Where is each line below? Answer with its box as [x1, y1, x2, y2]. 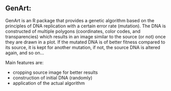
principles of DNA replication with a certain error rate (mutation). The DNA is [5, 23, 166, 29]
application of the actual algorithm [12, 80, 85, 86]
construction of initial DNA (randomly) [12, 74, 93, 80]
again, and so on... [5, 50, 44, 56]
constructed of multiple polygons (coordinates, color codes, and [5, 28, 140, 34]
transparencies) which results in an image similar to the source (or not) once [5, 33, 166, 39]
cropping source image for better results [12, 69, 98, 75]
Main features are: [5, 59, 44, 65]
